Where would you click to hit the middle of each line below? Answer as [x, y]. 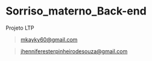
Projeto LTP [20, 28]
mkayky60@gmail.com [49, 39]
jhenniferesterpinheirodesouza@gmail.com [74, 51]
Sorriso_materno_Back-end [76, 11]
